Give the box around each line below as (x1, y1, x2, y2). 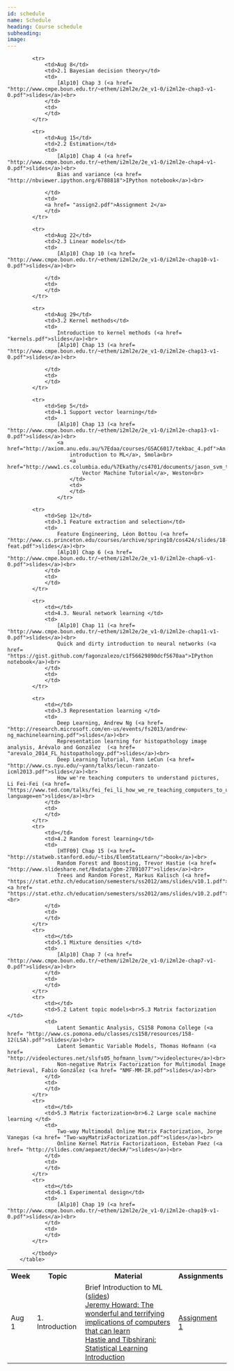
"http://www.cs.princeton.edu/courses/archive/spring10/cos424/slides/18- (7, 537, 229, 544)
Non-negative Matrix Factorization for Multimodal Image (56, 1061, 226, 1068)
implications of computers (84, 1317, 171, 1327)
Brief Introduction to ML (84, 1283, 163, 1292)
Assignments (178, 1271, 224, 1281)
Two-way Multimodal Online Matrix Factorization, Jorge (56, 1128, 223, 1136)
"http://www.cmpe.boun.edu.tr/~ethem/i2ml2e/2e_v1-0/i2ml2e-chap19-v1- (7, 1207, 219, 1214)
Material (114, 1271, 143, 1281)
